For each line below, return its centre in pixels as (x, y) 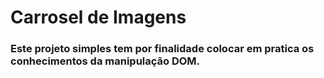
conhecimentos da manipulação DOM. (105, 61)
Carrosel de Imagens (98, 17)
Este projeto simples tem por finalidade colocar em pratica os (162, 49)
